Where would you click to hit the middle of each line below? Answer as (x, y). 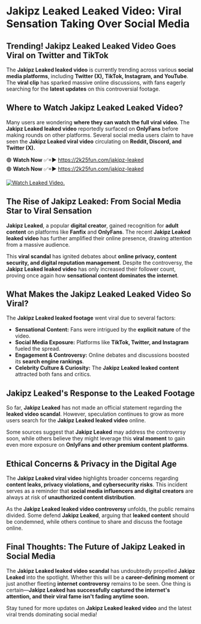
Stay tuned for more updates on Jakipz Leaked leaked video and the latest (99, 608)
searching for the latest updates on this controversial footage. (83, 89)
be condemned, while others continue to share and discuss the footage (94, 522)
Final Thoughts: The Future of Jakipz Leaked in (96, 547)
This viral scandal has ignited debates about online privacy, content (91, 256)
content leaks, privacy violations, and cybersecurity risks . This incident (97, 485)
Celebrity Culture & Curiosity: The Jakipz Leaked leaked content (97, 368)
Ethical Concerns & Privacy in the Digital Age (91, 464)
